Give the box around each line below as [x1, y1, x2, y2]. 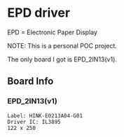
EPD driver [7, 5, 71, 21]
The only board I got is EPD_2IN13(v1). [7, 55, 118, 64]
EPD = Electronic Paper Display [7, 28, 98, 36]
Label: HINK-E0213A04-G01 [7, 112, 83, 120]
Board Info [7, 75, 54, 87]
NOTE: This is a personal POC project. [7, 41, 118, 50]
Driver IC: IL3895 [7, 118, 61, 125]
